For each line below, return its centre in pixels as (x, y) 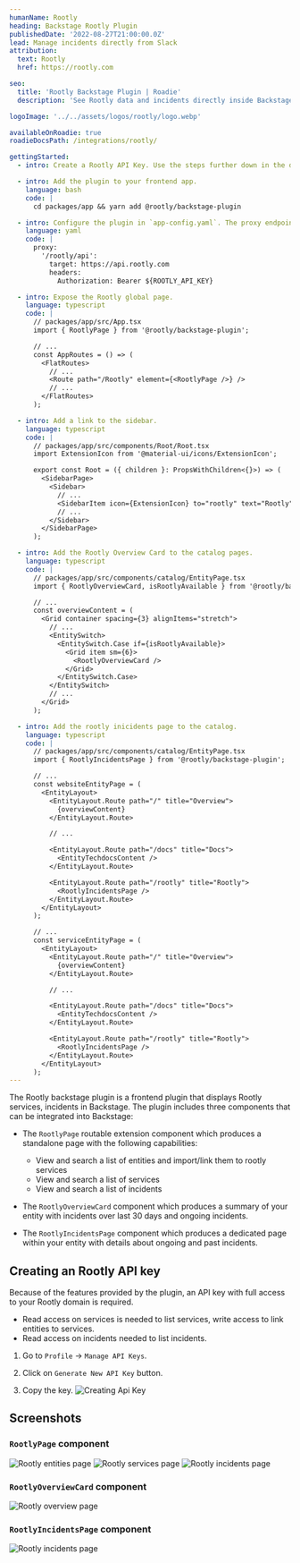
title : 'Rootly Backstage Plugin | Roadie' (99, 92)
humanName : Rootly (43, 17)
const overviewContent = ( (83, 611)
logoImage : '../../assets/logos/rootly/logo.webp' (105, 116)
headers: (65, 272)
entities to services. (58, 1329)
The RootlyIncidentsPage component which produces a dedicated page (154, 1233)
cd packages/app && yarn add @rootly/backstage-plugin (137, 207)
